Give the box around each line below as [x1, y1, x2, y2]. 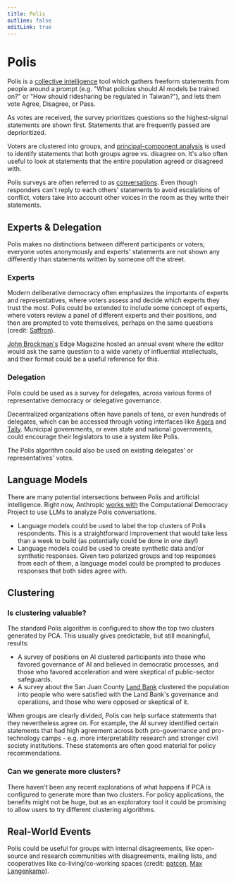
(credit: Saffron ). [7, 326, 56, 335]
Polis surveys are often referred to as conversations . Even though [7, 178, 197, 187]
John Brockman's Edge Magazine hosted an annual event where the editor [7, 340, 224, 348]
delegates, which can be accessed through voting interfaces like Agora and [7, 417, 227, 426]
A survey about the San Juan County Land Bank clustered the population [17, 683, 230, 691]
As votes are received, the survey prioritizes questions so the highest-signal [7, 114, 228, 122]
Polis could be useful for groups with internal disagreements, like [7, 845, 196, 853]
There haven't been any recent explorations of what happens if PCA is [7, 782, 211, 791]
